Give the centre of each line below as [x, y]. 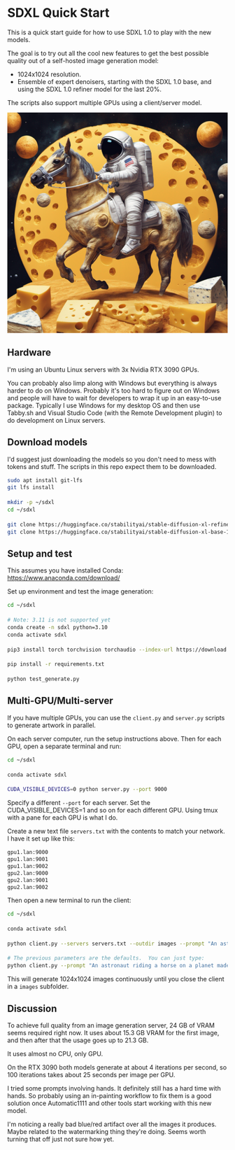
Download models [48, 442]
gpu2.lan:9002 [28, 888]
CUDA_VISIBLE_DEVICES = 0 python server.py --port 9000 [87, 790]
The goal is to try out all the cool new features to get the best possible [108, 53]
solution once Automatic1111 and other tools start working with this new [109, 1103]
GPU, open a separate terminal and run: [64, 746]
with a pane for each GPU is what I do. [63, 818]
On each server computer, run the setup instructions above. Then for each [114, 738]
